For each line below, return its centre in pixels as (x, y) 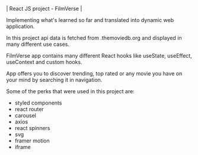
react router (29, 109)
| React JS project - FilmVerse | (44, 9)
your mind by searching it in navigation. (54, 80)
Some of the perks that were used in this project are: (70, 91)
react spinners (32, 128)
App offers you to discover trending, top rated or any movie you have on (94, 73)
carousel (25, 116)
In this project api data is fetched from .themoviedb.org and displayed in (94, 38)
